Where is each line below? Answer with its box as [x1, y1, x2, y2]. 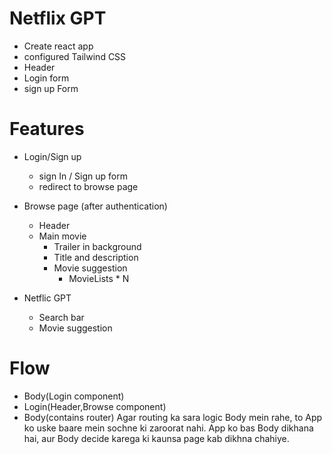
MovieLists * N [68, 272, 130, 284]
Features [9, 118, 85, 141]
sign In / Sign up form [38, 170, 128, 182]
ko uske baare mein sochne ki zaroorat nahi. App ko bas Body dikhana [23, 422, 314, 434]
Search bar [38, 311, 85, 323]
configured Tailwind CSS [23, 50, 127, 62]
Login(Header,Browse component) [23, 400, 167, 412]
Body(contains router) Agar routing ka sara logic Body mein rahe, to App [23, 411, 323, 423]
